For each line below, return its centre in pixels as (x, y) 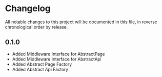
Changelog (28, 8)
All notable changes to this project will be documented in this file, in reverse (81, 22)
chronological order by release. (37, 27)
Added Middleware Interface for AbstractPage (59, 54)
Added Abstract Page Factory (42, 64)
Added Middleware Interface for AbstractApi (57, 59)
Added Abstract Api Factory (40, 69)
